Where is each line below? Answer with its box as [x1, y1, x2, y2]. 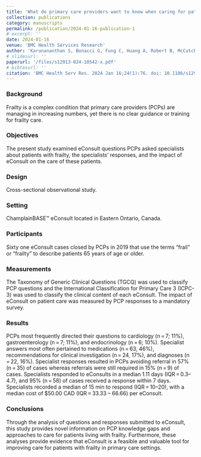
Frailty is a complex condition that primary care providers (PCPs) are [6, 103, 175, 111]
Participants [6, 230, 43, 238]
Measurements [6, 264, 51, 273]
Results [6, 318, 29, 327]
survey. [6, 304, 25, 311]
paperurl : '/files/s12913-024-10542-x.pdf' [6, 59, 117, 65]
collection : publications [6, 14, 71, 20]
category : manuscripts [6, 20, 63, 26]
